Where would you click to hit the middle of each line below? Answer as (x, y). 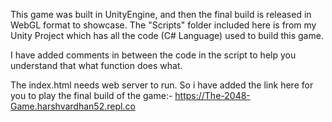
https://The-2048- (212, 95)
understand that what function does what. (96, 65)
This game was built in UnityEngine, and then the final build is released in (161, 14)
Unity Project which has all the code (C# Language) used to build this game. (167, 35)
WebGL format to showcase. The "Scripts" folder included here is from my (163, 25)
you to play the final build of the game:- (91, 95)
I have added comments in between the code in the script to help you (153, 55)
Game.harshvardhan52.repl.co (73, 106)
